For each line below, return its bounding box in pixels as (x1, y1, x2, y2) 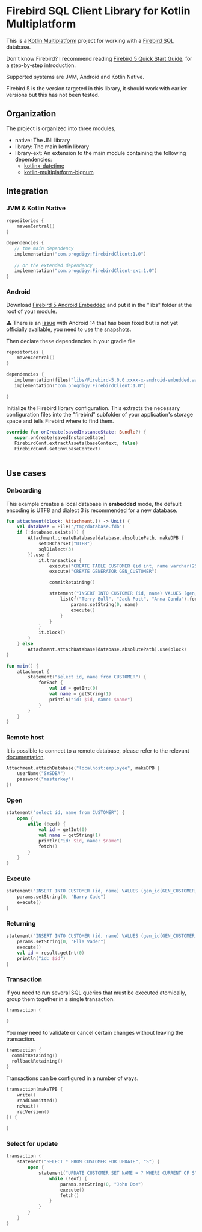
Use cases (6, 469, 46, 479)
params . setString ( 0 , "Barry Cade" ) (17, 894, 106, 900)
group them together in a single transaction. (6, 995, 115, 1002)
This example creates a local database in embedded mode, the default (6, 500, 182, 507)
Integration (6, 186, 49, 197)
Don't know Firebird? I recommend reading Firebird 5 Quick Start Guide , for (6, 55, 192, 62)
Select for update (6, 1140, 58, 1148)
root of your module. (6, 308, 57, 315)
